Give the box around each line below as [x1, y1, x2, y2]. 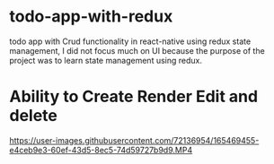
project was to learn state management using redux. [9, 55, 202, 65]
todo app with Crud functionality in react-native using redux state [9, 36, 252, 47]
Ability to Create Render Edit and [9, 87, 259, 107]
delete [9, 106, 58, 126]
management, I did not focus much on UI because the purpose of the [9, 45, 265, 56]
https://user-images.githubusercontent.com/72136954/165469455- [9, 134, 260, 145]
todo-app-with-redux [9, 6, 173, 27]
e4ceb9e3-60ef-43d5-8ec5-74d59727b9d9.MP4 [9, 144, 193, 155]
